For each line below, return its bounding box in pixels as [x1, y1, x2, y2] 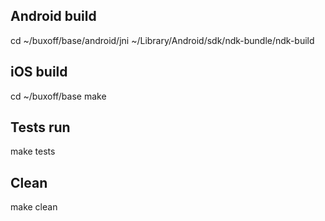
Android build [10, 8, 97, 25]
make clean [10, 201, 58, 213]
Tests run [10, 119, 71, 136]
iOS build [10, 64, 68, 81]
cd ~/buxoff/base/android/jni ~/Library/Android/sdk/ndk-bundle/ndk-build [10, 34, 315, 46]
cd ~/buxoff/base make [10, 90, 107, 102]
